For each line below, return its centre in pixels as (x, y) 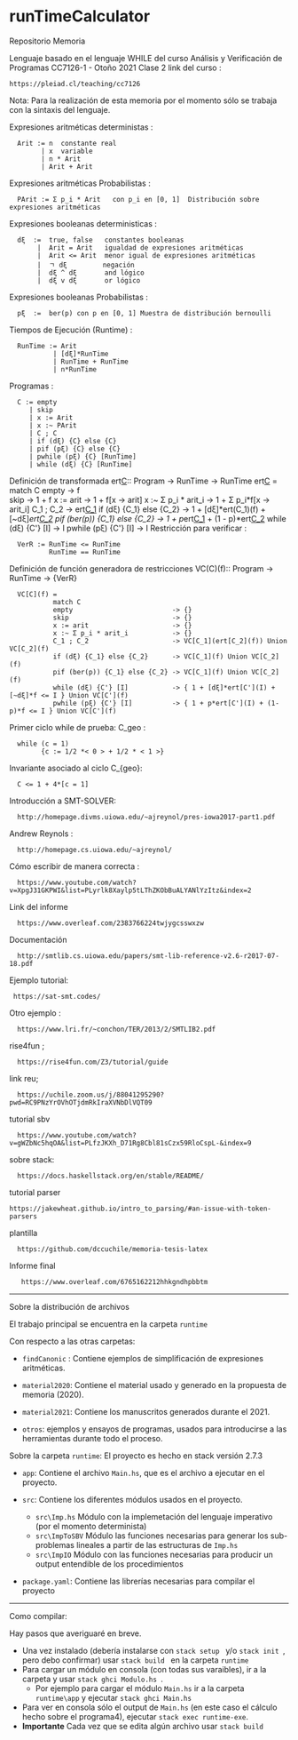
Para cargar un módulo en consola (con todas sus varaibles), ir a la (144, 1669)
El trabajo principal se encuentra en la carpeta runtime (109, 1324)
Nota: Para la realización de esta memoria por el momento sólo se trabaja (143, 100)
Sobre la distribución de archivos (70, 1306)
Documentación (39, 939)
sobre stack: (32, 1159)
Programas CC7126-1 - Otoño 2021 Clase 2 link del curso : (115, 68)
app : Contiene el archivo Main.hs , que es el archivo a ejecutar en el (143, 1473)
